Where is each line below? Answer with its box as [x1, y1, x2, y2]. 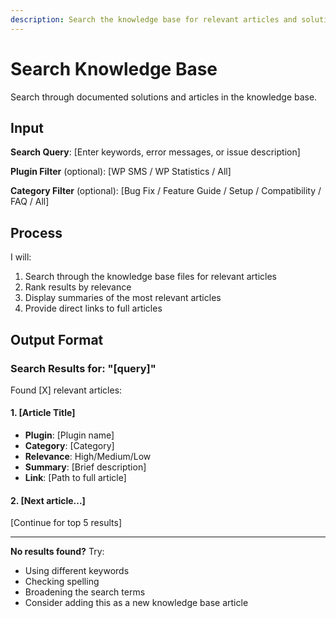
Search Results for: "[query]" [10, 361, 157, 375]
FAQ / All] [10, 196, 50, 208]
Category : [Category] [24, 440, 115, 452]
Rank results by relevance [24, 281, 132, 293]
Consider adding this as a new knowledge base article [24, 597, 249, 609]
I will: [10, 251, 32, 263]
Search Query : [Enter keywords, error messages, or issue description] [10, 146, 301, 158]
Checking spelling [24, 576, 100, 588]
